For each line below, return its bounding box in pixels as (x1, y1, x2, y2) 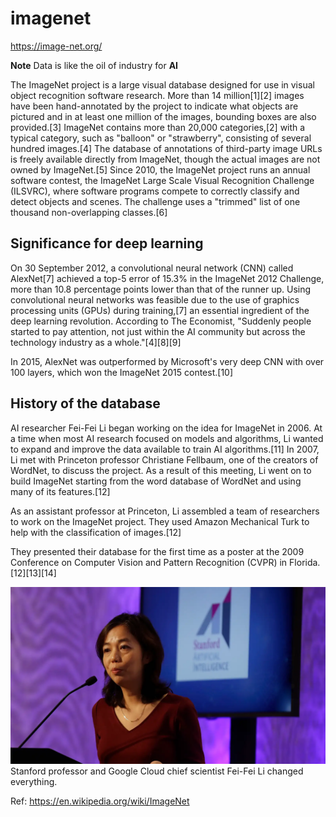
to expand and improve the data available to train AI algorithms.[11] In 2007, (10, 443, 320, 455)
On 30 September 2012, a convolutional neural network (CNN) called (10, 262, 294, 274)
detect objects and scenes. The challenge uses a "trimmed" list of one (10, 195, 301, 207)
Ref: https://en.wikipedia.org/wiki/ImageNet (10, 795, 190, 807)
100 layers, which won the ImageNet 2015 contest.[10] (10, 366, 234, 378)
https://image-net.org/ (10, 40, 103, 52)
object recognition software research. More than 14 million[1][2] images (10, 89, 305, 101)
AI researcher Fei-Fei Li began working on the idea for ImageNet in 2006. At (10, 422, 323, 434)
